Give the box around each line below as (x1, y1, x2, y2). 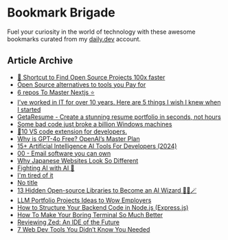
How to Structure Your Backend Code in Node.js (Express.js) (16, 203, 189, 211)
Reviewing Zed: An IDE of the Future (16, 218, 120, 226)
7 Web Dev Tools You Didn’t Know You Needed (16, 225, 150, 233)
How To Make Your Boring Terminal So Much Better (16, 210, 163, 219)
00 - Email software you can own (16, 149, 111, 157)
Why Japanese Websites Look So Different (16, 156, 139, 164)
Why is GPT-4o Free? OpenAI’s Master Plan (16, 134, 140, 142)
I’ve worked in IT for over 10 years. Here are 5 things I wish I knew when (16, 98, 221, 106)
